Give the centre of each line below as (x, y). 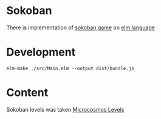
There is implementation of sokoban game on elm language (80, 27)
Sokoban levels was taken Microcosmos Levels (65, 109)
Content (27, 93)
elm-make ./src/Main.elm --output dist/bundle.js (70, 68)
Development (41, 52)
